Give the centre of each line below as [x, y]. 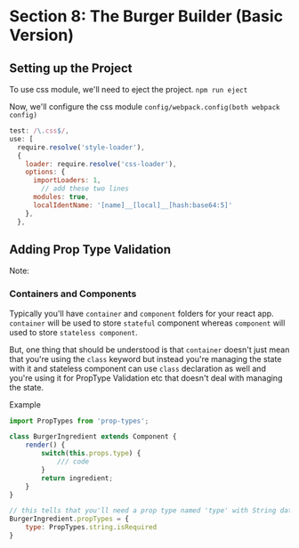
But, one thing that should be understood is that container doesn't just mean [149, 350]
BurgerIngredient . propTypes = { [69, 519]
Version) [41, 35]
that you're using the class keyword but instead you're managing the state [145, 359]
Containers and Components [73, 294]
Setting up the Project [71, 68]
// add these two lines [85, 189]
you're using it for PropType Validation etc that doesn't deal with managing [146, 378]
